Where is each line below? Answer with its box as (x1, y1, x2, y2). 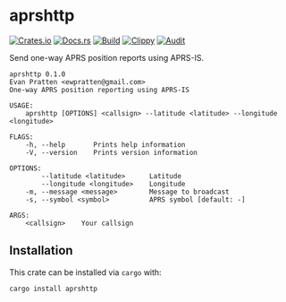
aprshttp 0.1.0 (9, 69, 66, 79)
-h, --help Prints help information (25, 140, 186, 149)
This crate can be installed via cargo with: (9, 266, 163, 278)
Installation (9, 243, 73, 258)
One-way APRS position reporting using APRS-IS (9, 85, 190, 94)
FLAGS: (9, 132, 34, 142)
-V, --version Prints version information (25, 148, 198, 157)
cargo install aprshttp (9, 284, 98, 293)
